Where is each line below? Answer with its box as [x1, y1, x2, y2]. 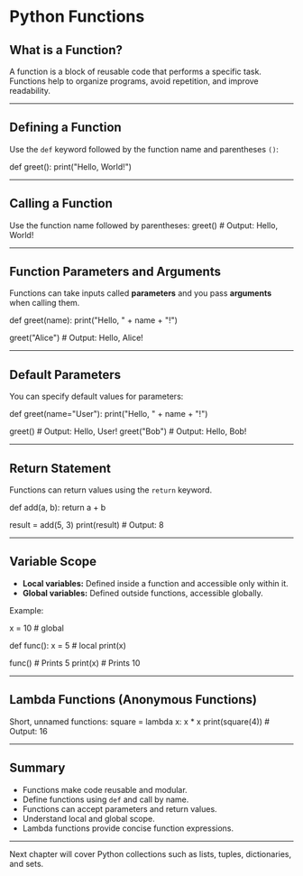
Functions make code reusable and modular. [22, 784, 188, 795]
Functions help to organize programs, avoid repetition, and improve [9, 76, 259, 87]
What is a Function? [9, 42, 124, 58]
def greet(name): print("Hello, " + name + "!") [9, 315, 179, 326]
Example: [9, 604, 44, 615]
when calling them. [9, 298, 80, 309]
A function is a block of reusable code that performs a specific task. [9, 66, 262, 77]
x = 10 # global [9, 622, 65, 633]
